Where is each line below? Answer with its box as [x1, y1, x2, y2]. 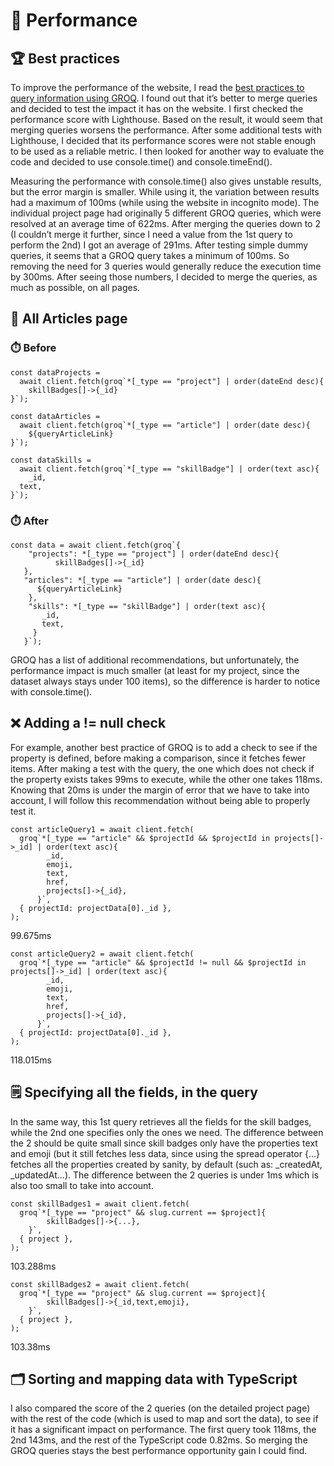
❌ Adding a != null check [10, 715, 167, 732]
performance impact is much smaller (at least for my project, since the [10, 664, 300, 676]
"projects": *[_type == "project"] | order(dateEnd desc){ [28, 549, 280, 559]
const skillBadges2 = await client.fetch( [10, 1279, 190, 1289]
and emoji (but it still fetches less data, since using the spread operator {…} [10, 1147, 320, 1159]
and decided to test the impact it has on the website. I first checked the [10, 103, 304, 114]
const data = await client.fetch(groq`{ [10, 540, 182, 550]
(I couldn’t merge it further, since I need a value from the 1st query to [10, 229, 293, 240]
